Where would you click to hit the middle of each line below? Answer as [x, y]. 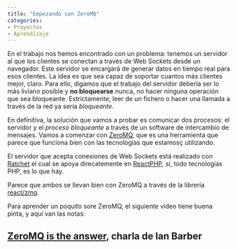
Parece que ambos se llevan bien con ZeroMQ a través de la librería [106, 185]
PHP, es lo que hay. [36, 171]
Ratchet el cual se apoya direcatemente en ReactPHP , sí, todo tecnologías [115, 164]
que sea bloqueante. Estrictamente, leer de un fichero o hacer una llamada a [119, 99]
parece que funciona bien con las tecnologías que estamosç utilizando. [111, 143]
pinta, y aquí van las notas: [46, 214]
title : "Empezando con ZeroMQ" [53, 14]
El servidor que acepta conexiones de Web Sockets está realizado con [110, 156]
